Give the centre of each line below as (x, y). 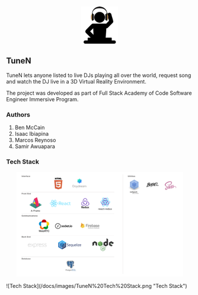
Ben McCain (30, 127)
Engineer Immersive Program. (42, 99)
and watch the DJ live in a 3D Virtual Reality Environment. (76, 81)
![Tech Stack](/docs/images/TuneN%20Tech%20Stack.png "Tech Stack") (97, 286)
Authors (18, 114)
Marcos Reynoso (35, 140)
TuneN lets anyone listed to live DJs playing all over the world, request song (99, 75)
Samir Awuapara (35, 146)
